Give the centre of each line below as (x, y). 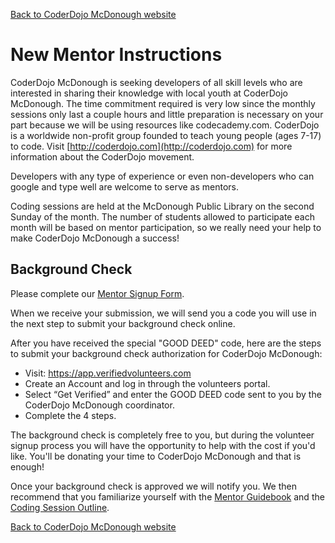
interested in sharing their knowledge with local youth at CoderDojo (149, 93)
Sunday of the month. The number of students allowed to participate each (162, 216)
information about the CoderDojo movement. (102, 156)
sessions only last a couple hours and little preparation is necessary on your (167, 114)
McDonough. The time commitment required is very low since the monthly (163, 103)
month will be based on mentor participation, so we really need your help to (166, 227)
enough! (27, 466)
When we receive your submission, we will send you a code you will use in (163, 313)
